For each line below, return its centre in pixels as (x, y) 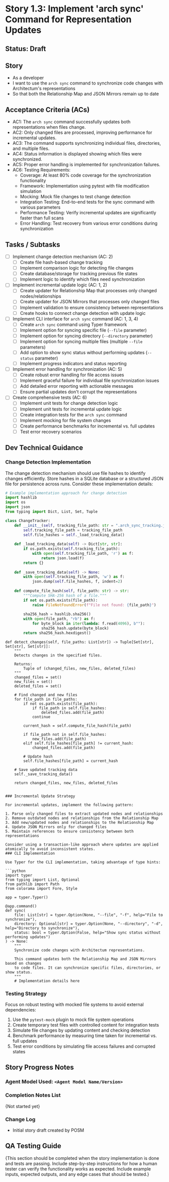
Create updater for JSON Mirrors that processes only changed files (90, 302)
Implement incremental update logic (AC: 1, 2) (60, 285)
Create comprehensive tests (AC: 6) (50, 397)
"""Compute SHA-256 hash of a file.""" (65, 596)
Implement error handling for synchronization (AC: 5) (67, 369)
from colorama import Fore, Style (41, 888)
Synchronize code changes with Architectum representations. (79, 950)
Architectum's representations (44, 89)
